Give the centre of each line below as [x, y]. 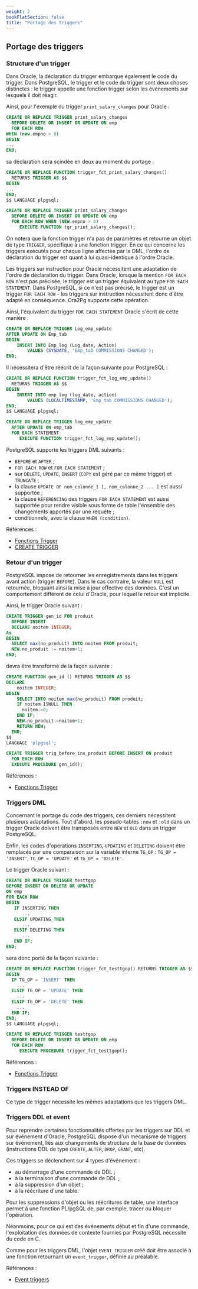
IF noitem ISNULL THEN [44, 704]
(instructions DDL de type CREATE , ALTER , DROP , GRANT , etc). [76, 1149]
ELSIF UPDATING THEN [39, 919]
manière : [18, 318]
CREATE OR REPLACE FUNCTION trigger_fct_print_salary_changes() [87, 173]
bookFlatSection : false [35, 17]
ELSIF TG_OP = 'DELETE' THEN [47, 1002]
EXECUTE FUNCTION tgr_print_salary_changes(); [77, 227]
